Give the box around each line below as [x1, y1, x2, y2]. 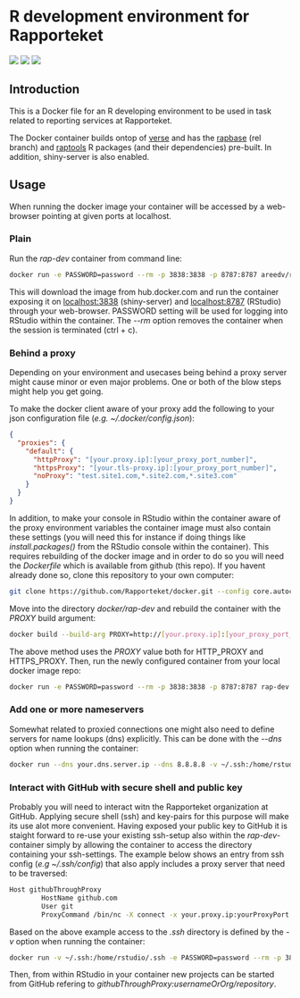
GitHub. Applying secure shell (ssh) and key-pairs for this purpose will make [9, 811, 289, 821]
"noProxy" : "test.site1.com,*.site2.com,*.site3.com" [32, 472, 238, 481]
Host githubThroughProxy [9, 885, 102, 894]
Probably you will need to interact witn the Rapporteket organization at [9, 801, 269, 812]
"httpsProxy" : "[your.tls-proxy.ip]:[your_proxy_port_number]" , [32, 463, 278, 473]
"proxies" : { [17, 438, 66, 448]
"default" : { [25, 447, 74, 456]
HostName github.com [41, 893, 118, 902]
